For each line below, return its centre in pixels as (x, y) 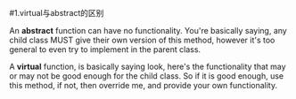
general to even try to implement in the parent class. (105, 49)
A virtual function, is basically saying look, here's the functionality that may (148, 66)
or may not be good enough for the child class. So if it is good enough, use (146, 76)
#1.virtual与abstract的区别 (57, 13)
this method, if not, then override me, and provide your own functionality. (144, 85)
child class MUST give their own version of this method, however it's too (142, 40)
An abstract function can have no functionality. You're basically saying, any (148, 30)
